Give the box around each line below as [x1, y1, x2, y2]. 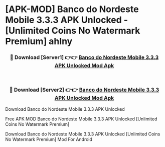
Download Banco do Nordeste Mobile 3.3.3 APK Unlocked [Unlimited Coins [5, 131, 160, 137]
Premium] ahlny [5, 36, 73, 47]
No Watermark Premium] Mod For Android [5, 136, 93, 142]
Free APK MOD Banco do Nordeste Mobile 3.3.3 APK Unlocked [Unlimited [5, 116, 157, 122]
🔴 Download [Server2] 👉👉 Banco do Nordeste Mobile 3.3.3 [9, 87, 159, 94]
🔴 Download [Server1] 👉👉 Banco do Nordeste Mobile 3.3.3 [10, 54, 159, 61]
